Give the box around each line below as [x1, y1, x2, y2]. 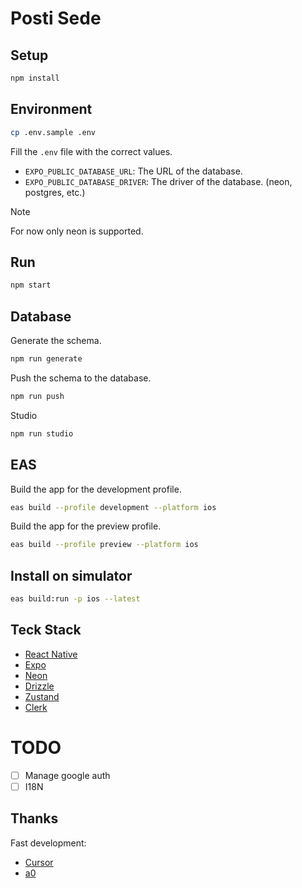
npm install [10, 73, 60, 83]
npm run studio [10, 428, 74, 439]
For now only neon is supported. [10, 225, 144, 237]
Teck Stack [10, 622, 82, 639]
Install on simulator [10, 567, 133, 584]
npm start [10, 280, 52, 291]
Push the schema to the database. [10, 372, 152, 384]
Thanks [10, 810, 59, 827]
